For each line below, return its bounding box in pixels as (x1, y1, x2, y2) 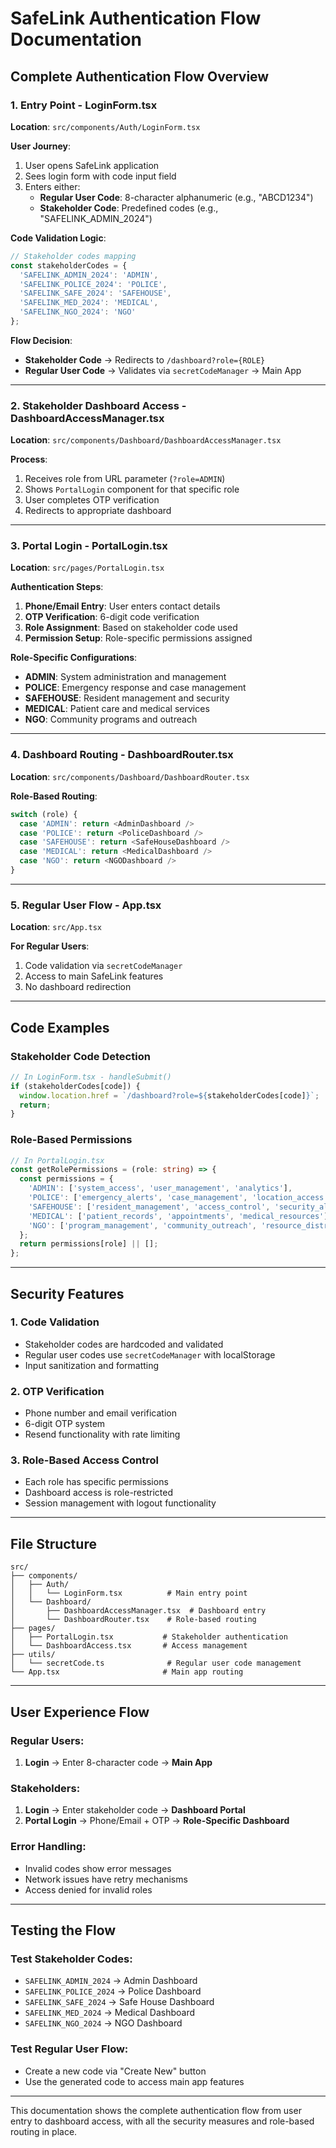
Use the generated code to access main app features (24, 2075, 245, 2087)
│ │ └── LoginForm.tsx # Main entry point (10, 1588, 248, 1599)
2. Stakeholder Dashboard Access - (10, 398, 187, 412)
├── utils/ (10, 1650, 56, 1660)
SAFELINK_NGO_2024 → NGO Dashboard (24, 2017, 183, 2029)
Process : (10, 453, 48, 466)
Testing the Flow (10, 1922, 117, 1939)
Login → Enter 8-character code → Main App (24, 1756, 213, 1768)
